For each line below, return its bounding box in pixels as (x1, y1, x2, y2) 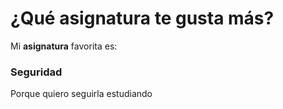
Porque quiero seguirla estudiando (10, 88, 153, 100)
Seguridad (10, 65, 63, 79)
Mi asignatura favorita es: (10, 40, 118, 52)
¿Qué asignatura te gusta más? (10, 7, 275, 30)
